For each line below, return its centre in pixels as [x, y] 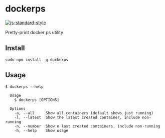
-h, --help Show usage [41, 130]
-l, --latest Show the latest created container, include [77, 117]
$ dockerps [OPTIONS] [37, 100]
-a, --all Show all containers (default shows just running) [84, 113]
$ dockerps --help [24, 87]
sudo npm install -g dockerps [37, 60]
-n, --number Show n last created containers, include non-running [87, 126]
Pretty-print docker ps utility [34, 32]
